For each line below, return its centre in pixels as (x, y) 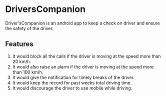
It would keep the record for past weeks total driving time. (72, 82)
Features (19, 44)
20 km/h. (22, 61)
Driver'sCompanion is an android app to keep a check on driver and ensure (82, 23)
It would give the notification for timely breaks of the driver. (73, 77)
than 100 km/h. (28, 72)
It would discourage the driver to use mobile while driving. (72, 88)
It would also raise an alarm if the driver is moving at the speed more (83, 66)
